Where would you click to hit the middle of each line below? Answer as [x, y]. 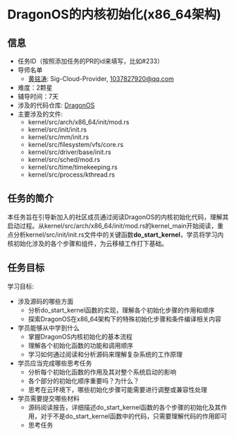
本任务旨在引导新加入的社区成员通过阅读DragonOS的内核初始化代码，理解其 [118, 217]
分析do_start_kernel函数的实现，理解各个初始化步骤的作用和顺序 [121, 310]
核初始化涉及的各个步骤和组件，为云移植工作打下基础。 [87, 243]
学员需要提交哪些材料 [48, 398]
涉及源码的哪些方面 [45, 301]
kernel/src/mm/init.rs [58, 137]
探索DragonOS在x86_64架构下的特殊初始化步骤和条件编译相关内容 [125, 319]
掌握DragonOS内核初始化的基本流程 [80, 336]
